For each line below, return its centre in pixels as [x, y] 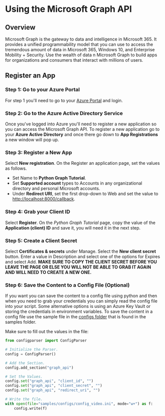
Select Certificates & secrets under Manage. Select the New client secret [81, 251]
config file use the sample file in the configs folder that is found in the [76, 317]
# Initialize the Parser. [32, 350]
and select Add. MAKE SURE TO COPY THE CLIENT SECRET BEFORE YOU [81, 262]
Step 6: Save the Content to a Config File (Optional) [67, 285]
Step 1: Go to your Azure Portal [43, 90]
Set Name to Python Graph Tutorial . [49, 178]
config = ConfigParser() [31, 354]
